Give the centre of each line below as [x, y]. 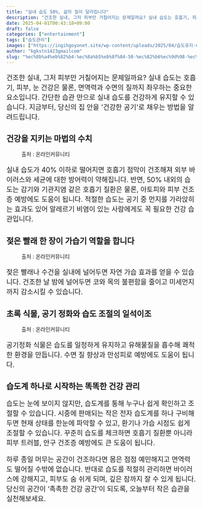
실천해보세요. [26, 499]
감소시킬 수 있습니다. [52, 292]
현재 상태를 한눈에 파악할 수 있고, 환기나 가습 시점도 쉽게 [105, 423]
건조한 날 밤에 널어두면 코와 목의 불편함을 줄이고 [95, 282]
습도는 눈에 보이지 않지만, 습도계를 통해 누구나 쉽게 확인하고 [96, 404]
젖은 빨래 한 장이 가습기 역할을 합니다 [70, 241]
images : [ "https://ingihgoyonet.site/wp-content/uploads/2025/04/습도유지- [101, 46]
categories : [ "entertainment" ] [46, 34]
